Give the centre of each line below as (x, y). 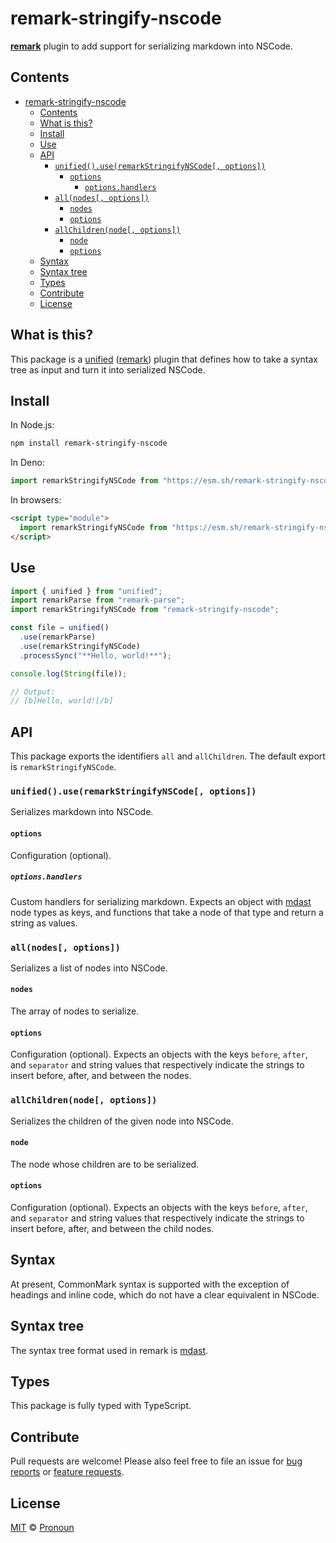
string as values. (44, 923)
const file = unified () (60, 628)
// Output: (33, 692)
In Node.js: (32, 425)
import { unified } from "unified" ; (86, 591)
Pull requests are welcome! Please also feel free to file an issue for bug (156, 1461)
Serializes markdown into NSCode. (82, 812)
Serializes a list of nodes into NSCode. (89, 968)
